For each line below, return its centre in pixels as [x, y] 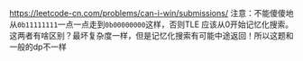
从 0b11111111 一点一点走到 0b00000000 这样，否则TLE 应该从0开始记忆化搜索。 [151, 24]
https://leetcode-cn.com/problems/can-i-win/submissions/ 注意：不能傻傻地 [151, 13]
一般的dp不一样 [38, 47]
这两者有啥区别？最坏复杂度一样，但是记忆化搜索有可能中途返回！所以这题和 [151, 35]
